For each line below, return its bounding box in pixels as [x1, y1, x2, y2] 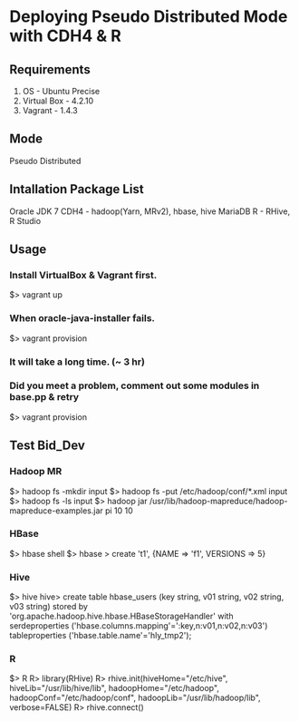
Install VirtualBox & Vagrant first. [9, 268, 158, 281]
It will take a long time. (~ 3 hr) [9, 356, 145, 368]
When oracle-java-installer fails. [9, 312, 156, 325]
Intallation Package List [9, 181, 144, 197]
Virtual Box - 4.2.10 [22, 95, 94, 106]
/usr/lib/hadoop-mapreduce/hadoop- [149, 495, 288, 506]
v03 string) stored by [9, 601, 89, 612]
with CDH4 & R [9, 25, 122, 46]
